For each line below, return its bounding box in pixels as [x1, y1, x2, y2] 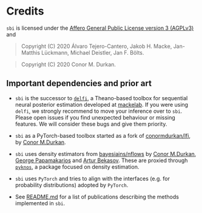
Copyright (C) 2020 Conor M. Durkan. [21, 61, 116, 68]
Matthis [21, 49, 41, 56]
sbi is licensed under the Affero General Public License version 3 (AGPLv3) [6, 24, 194, 32]
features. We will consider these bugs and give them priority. [15, 120, 167, 127]
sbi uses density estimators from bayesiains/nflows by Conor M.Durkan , [15, 150, 197, 157]
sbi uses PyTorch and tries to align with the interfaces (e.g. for [15, 175, 170, 182]
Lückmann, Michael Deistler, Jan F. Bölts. [41, 49, 144, 56]
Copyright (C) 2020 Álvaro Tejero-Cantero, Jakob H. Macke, [21, 42, 172, 50]
